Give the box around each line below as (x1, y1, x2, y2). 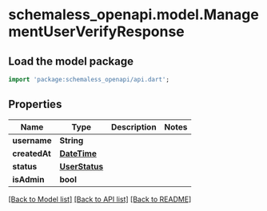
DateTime (59, 148, 98, 159)
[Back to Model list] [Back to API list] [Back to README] (8, 194, 192, 204)
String (59, 134, 84, 145)
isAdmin (12, 173, 45, 185)
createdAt (12, 148, 52, 159)
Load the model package (8, 54, 134, 68)
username (12, 134, 52, 145)
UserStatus (59, 161, 104, 172)
